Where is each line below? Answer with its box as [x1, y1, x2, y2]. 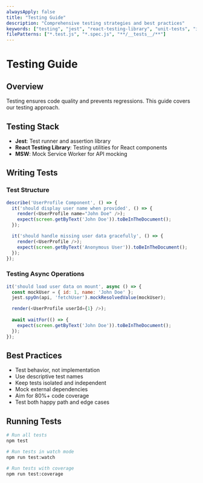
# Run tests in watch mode [6, 449, 74, 455]
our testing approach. [6, 104, 60, 111]
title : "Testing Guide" [6, 15, 66, 21]
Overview [6, 81, 44, 91]
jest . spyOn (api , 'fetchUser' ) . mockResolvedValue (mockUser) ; [11, 294, 166, 301]
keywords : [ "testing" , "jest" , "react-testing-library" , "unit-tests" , [6, 25, 190, 32]
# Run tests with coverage [6, 465, 74, 472]
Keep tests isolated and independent [14, 379, 107, 387]
